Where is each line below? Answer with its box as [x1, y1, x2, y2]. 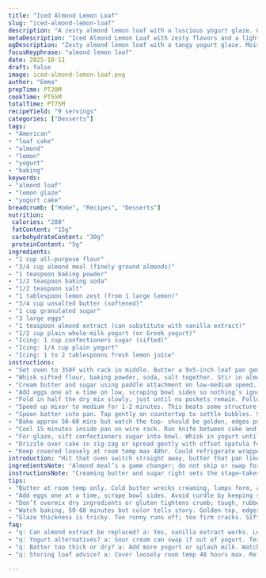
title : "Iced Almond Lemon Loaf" [8, 11, 119, 20]
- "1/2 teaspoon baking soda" [8, 277, 108, 286]
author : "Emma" [8, 78, 59, 86]
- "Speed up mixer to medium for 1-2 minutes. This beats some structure [8, 403, 257, 411]
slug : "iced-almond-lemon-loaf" [8, 19, 115, 27]
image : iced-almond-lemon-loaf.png [8, 71, 126, 79]
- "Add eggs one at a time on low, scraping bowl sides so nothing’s [8, 388, 243, 396]
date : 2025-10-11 [8, 56, 66, 64]
